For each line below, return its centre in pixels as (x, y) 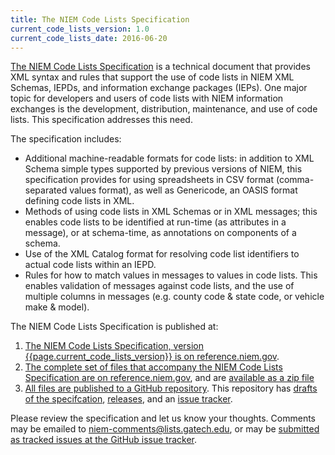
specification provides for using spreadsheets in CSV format (149, 180)
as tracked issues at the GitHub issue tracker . (104, 440)
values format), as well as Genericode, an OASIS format (183, 190)
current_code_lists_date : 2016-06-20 (89, 38)
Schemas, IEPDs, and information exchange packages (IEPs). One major (159, 88)
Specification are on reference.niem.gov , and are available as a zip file (169, 378)
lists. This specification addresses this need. (101, 120)
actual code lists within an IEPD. (90, 265)
